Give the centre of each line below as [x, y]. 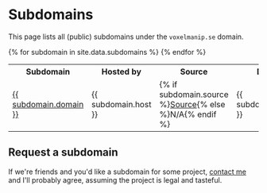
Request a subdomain [63, 152]
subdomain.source [193, 95]
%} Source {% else [192, 104]
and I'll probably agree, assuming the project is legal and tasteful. [115, 179]
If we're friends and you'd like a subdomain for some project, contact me [127, 172]
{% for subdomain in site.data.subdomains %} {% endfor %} [107, 52]
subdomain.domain [48, 104]
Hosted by [121, 71]
